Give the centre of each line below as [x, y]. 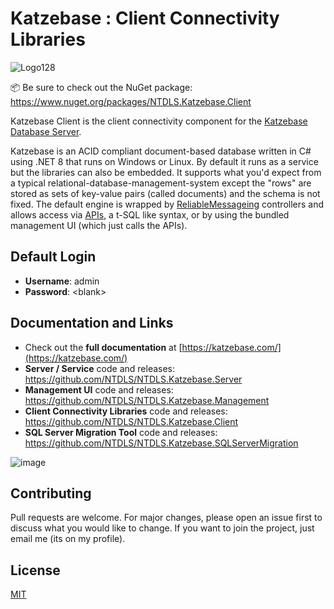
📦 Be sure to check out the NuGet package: [101, 87]
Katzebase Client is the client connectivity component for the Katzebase [159, 121]
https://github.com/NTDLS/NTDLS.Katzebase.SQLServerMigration [161, 443]
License [35, 570]
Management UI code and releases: [99, 389]
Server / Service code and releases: [100, 368]
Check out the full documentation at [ [103, 347]
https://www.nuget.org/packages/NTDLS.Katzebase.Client [131, 101]
